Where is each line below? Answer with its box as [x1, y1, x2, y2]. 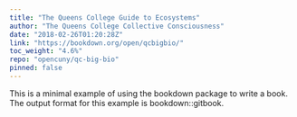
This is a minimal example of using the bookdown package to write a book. [9, 87, 288, 99]
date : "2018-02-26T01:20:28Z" [9, 30, 124, 39]
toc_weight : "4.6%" [9, 47, 83, 56]
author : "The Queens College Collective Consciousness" [9, 22, 225, 31]
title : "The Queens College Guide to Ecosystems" [9, 13, 201, 22]
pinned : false [9, 64, 63, 73]
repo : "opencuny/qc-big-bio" [9, 55, 120, 64]
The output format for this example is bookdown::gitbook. [9, 97, 225, 108]
